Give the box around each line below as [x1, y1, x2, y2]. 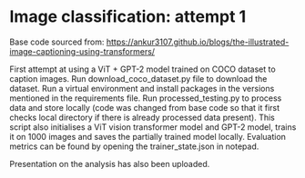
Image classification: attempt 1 [9, 6, 247, 27]
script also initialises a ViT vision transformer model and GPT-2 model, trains [9, 121, 297, 133]
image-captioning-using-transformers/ [9, 45, 156, 56]
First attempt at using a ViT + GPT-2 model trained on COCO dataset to [9, 64, 276, 74]
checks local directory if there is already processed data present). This [9, 112, 275, 123]
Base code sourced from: [9, 36, 105, 47]
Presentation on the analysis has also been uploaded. [9, 158, 210, 169]
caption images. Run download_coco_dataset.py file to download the [9, 73, 268, 84]
